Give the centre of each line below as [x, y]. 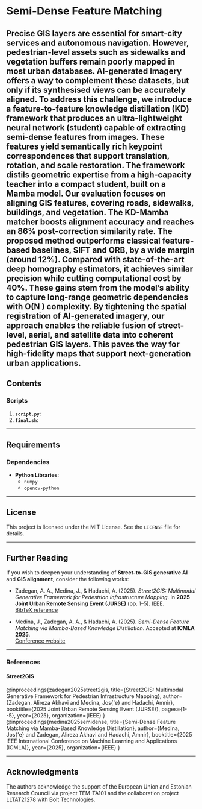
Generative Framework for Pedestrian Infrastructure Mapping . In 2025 [103, 597]
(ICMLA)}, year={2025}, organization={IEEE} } [63, 747]
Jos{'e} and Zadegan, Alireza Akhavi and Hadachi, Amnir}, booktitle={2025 [99, 734]
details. [15, 533]
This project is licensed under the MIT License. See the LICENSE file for [93, 527]
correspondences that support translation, [88, 156]
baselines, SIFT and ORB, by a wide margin [114, 250]
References [23, 662]
